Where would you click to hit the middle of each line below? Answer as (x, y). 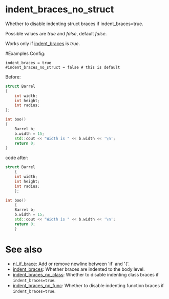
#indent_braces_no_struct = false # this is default (63, 67)
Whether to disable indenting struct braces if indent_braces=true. (74, 24)
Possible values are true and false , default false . (56, 33)
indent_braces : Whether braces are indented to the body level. (79, 269)
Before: (13, 77)
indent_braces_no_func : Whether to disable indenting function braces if (88, 285)
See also (24, 249)
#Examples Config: (25, 53)
